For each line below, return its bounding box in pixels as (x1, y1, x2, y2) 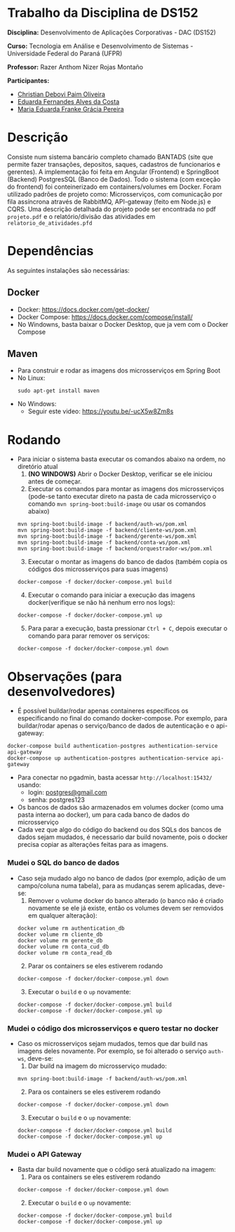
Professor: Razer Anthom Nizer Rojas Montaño (7, 62, 144, 71)
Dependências (7, 243, 94, 259)
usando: (17, 781, 41, 789)
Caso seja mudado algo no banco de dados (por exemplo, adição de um (17, 873, 227, 882)
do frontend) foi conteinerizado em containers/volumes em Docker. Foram (7, 182, 222, 191)
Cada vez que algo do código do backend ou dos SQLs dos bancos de (17, 826, 222, 834)
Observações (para (7, 669, 123, 685)
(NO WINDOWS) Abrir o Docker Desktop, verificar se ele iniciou (27, 470, 213, 478)
